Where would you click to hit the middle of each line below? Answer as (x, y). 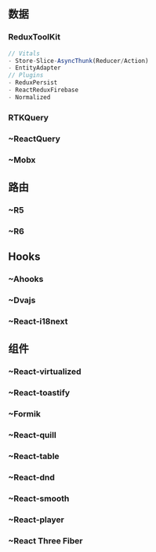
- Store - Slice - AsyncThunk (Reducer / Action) (78, 61)
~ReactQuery (34, 139)
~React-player (36, 520)
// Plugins (26, 76)
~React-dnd (31, 477)
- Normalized (29, 97)
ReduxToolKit (34, 37)
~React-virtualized (45, 372)
